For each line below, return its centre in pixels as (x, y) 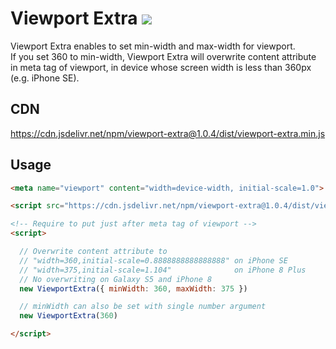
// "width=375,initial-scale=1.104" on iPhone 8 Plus (163, 270)
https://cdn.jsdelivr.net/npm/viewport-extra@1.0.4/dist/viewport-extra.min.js (168, 133)
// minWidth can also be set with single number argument (143, 307)
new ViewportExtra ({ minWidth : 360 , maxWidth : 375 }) (133, 288)
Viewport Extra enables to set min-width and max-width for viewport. (153, 46)
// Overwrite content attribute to (93, 252)
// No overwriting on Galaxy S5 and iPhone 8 (116, 279)
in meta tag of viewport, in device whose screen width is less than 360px (161, 67)
